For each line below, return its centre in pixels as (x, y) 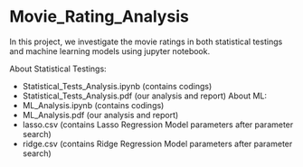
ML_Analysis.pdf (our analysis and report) (100, 115)
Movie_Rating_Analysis (99, 17)
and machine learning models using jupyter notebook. (110, 51)
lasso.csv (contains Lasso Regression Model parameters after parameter (158, 125)
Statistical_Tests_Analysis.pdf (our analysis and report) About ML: (145, 96)
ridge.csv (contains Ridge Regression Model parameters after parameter (157, 144)
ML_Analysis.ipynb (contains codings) (93, 105)
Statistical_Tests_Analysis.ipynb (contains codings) (117, 86)
